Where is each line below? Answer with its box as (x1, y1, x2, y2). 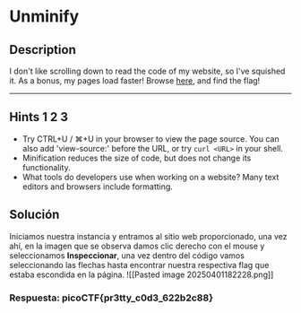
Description (9, 42, 76, 57)
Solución (9, 207, 60, 222)
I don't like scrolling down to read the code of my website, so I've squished (9, 65, 286, 76)
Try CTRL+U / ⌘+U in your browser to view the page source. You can (21, 133, 279, 144)
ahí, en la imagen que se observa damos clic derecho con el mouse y (9, 240, 265, 251)
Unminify (9, 6, 80, 27)
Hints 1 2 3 (9, 109, 69, 125)
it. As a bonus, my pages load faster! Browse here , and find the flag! (9, 75, 261, 86)
